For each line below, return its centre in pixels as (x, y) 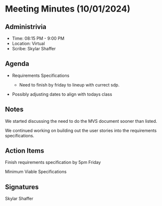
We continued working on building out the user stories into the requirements (81, 130)
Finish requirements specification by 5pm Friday (53, 162)
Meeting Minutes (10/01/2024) (68, 9)
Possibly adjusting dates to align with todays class (62, 94)
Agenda (17, 64)
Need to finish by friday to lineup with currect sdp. (69, 85)
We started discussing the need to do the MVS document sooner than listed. (81, 121)
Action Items (25, 151)
